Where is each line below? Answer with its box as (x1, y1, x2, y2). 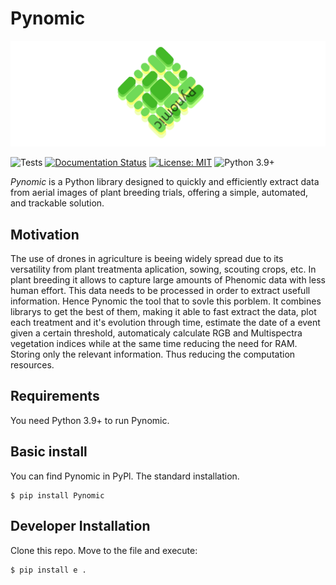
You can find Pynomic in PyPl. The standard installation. (10, 470, 240, 482)
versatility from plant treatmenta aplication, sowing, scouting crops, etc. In (10, 263, 317, 276)
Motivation (10, 226, 80, 243)
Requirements (10, 388, 100, 405)
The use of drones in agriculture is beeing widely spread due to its (10, 253, 284, 265)
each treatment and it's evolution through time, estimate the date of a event (10, 317, 321, 329)
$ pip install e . (10, 565, 87, 575)
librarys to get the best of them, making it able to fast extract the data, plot (10, 306, 317, 318)
